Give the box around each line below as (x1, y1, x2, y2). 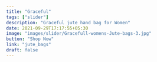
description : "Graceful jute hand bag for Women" (6, 19, 131, 25)
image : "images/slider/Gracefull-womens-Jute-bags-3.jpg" (6, 31, 152, 37)
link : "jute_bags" (6, 42, 51, 48)
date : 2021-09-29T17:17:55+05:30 (6, 25, 89, 31)
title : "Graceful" (6, 8, 51, 15)
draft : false (6, 47, 38, 53)
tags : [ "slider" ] (6, 14, 49, 20)
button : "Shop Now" (6, 36, 54, 42)
